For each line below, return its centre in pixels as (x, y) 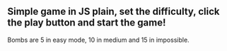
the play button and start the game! (87, 23)
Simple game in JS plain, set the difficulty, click (113, 12)
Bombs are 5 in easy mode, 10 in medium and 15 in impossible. (98, 40)
